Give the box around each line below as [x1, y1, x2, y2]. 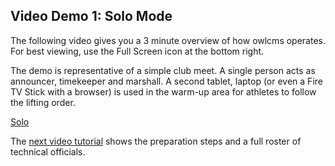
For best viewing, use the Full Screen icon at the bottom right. [10, 45, 265, 57]
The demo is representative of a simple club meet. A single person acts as [10, 64, 316, 76]
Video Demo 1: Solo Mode [10, 8, 173, 25]
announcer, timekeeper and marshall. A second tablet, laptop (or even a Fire [10, 75, 323, 87]
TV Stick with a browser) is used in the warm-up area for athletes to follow [10, 85, 317, 98]
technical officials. [10, 145, 86, 158]
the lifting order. [10, 96, 76, 108]
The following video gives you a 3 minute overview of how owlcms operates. [10, 34, 326, 46]
